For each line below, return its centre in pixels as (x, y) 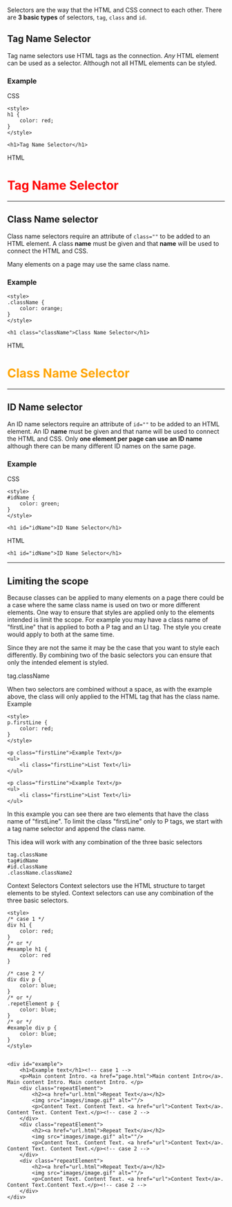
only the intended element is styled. (58, 663)
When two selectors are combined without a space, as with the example (110, 690)
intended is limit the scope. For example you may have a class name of (108, 620)
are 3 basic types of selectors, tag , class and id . (77, 17)
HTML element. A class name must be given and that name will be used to (113, 243)
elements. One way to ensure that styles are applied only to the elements (111, 612)
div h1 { (20, 925)
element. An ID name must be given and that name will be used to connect (113, 431)
